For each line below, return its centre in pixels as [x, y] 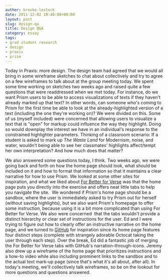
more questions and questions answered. [48, 272]
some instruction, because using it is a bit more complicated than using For [83, 208]
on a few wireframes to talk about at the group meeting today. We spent [79, 81]
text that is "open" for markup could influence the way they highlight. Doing [83, 124]
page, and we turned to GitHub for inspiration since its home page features [82, 230]
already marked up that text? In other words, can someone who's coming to [83, 103]
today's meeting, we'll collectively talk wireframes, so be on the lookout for [83, 267]
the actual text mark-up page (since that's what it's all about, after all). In [80, 262]
